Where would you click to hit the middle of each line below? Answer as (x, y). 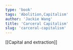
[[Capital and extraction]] (31, 42)
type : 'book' (19, 10)
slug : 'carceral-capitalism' (36, 28)
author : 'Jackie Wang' (29, 19)
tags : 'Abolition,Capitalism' (37, 14)
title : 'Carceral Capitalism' (37, 24)
